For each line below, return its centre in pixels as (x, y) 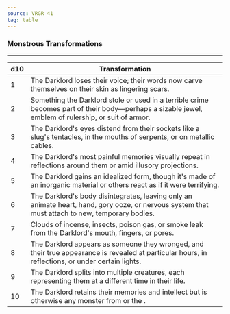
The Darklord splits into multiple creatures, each (107, 272)
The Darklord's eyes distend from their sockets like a (115, 128)
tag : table (23, 20)
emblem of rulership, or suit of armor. (90, 117)
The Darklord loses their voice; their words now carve (117, 80)
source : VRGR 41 (30, 13)
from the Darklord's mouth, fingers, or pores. (102, 232)
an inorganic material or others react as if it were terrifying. (125, 184)
